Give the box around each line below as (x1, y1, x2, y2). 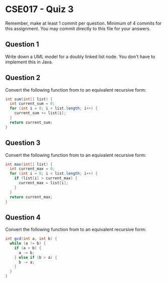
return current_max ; (10, 194, 53, 199)
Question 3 (5, 138, 41, 147)
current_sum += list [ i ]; (14, 111, 66, 116)
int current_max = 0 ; (10, 166, 55, 172)
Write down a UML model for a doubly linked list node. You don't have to (5, 53, 155, 59)
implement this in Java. (5, 59, 53, 65)
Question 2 (5, 74, 41, 82)
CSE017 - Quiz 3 (5, 4, 74, 15)
